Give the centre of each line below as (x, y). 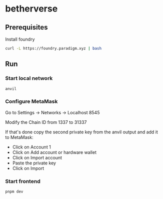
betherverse (31, 9)
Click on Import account (37, 157)
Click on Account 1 (31, 147)
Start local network (29, 78)
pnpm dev (14, 192)
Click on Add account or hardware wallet (54, 152)
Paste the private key (34, 163)
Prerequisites (26, 27)
